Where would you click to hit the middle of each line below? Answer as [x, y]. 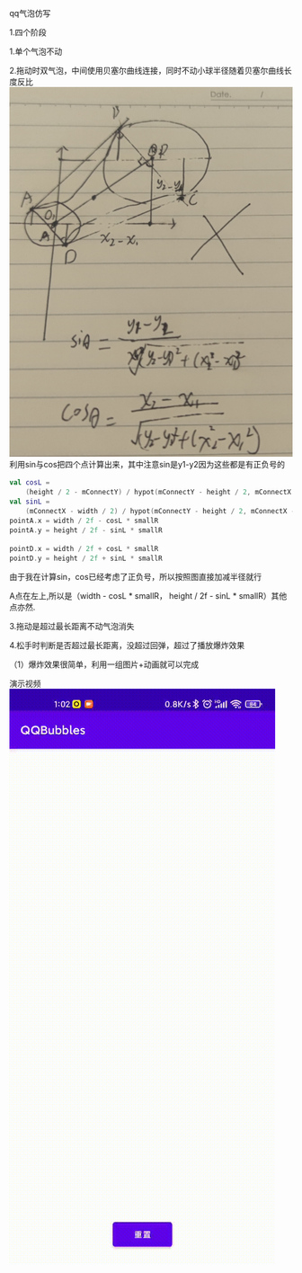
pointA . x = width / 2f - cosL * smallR [84, 521]
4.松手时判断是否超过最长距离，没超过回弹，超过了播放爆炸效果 [127, 645]
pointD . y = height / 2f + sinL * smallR [86, 559]
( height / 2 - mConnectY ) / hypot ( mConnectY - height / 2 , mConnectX [159, 493]
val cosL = [30, 483]
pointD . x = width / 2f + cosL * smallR [84, 549]
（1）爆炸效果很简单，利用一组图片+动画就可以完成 [104, 664]
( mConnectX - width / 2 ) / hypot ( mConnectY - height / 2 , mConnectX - [160, 511]
